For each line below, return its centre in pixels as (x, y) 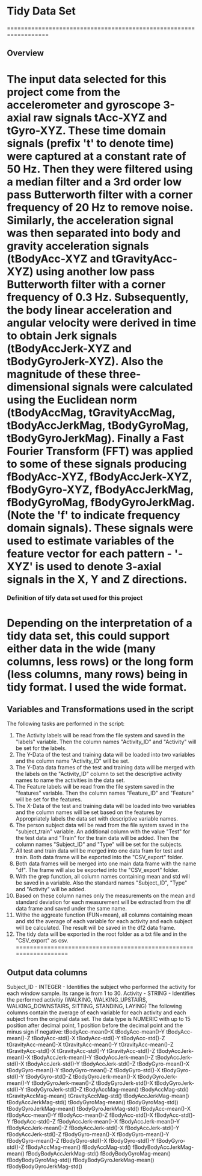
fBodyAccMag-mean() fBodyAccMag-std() (78, 1147)
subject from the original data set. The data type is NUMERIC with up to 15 (99, 1019)
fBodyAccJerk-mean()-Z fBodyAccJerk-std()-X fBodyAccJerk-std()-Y (93, 1128)
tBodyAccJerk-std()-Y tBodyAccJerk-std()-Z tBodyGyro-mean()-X (108, 1064)
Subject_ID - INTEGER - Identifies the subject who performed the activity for (101, 987)
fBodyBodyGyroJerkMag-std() (45, 1166)
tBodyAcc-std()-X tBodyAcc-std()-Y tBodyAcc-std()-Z (98, 1038)
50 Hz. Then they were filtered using (100, 169)
